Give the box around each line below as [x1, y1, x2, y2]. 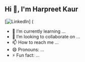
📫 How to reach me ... [12, 39, 59, 45]
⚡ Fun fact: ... [12, 52, 40, 58]
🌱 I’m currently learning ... [12, 28, 66, 34]
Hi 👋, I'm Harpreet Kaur [5, 5, 78, 14]
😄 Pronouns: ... [12, 46, 45, 52]
